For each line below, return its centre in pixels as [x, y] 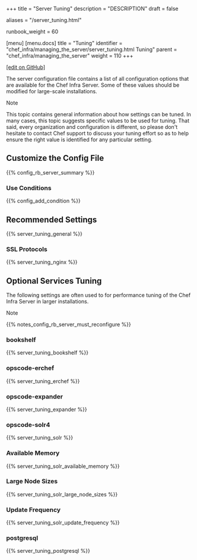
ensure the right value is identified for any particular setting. [80, 140]
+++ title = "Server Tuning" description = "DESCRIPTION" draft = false [92, 9]
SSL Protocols [27, 249]
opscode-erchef [30, 368]
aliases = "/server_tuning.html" [44, 20]
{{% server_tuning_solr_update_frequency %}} [63, 523]
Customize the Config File [55, 158]
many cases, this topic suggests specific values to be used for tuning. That [98, 121]
